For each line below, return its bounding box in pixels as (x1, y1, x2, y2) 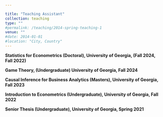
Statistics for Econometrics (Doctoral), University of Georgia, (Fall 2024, (5, 52, 156, 58)
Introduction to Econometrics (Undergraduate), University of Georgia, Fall (5, 91, 159, 97)
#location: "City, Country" (5, 39, 63, 44)
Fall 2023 (5, 82, 25, 88)
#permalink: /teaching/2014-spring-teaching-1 (5, 25, 102, 30)
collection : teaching (5, 16, 50, 21)
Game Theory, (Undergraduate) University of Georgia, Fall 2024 (5, 67, 138, 73)
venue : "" (5, 30, 26, 35)
